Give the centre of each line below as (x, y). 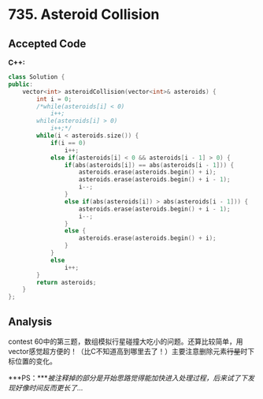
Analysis (30, 321)
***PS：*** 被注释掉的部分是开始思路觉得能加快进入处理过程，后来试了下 (128, 378)
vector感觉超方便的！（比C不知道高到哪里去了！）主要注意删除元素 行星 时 (128, 351)
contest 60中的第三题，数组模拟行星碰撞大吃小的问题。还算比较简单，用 (126, 341)
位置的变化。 (35, 361)
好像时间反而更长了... (49, 387)
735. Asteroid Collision (84, 15)
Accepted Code (47, 44)
